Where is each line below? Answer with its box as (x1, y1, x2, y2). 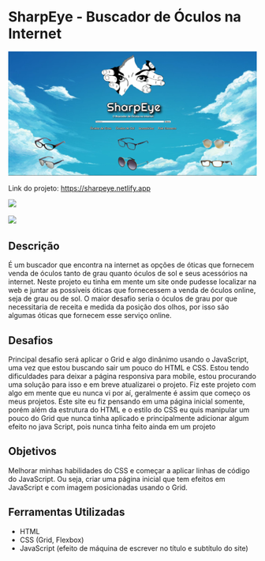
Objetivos (8, 445, 57, 458)
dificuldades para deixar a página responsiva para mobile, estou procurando (8, 372, 256, 381)
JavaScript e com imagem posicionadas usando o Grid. (8, 483, 188, 492)
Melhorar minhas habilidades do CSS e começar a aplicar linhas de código (8, 465, 250, 475)
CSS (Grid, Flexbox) (19, 535, 84, 544)
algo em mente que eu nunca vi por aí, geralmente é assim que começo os (8, 389, 251, 398)
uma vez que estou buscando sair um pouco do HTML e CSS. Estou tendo (8, 363, 250, 373)
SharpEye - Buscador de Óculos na (8, 8, 242, 26)
